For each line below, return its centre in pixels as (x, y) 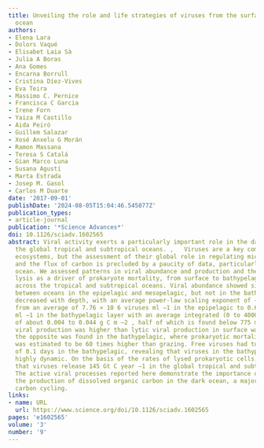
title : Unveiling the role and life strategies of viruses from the (123, 15)
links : (19, 395)
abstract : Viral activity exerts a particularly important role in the (128, 242)
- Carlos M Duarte (38, 191)
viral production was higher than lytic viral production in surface (131, 330)
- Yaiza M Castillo (40, 118)
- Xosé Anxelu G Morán (45, 140)
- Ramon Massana (35, 147)
